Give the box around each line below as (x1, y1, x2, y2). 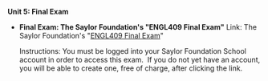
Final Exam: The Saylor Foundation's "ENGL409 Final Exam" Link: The (18, 22, 258, 31)
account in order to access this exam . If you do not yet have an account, (18, 55, 261, 64)
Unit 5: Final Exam (7, 7, 69, 16)
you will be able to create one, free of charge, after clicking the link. (18, 63, 243, 73)
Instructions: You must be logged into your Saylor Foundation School (18, 47, 246, 55)
